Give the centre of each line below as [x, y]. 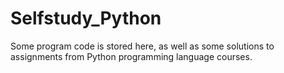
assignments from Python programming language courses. [131, 56]
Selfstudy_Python [86, 18]
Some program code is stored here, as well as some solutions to [142, 46]
